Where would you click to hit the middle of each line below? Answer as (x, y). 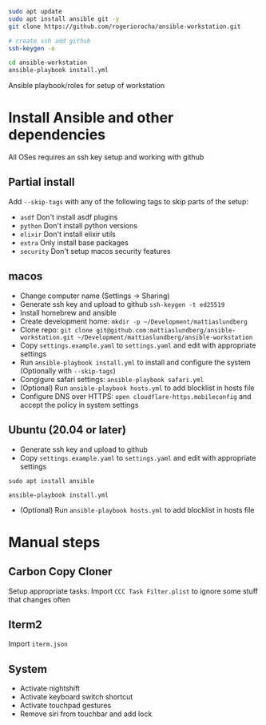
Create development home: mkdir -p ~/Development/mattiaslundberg (133, 321)
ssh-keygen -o (32, 48)
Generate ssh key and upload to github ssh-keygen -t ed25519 (122, 304)
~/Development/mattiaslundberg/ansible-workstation (165, 337)
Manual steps (54, 542)
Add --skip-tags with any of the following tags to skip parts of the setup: (129, 201)
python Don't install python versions (79, 225)
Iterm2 (25, 624)
